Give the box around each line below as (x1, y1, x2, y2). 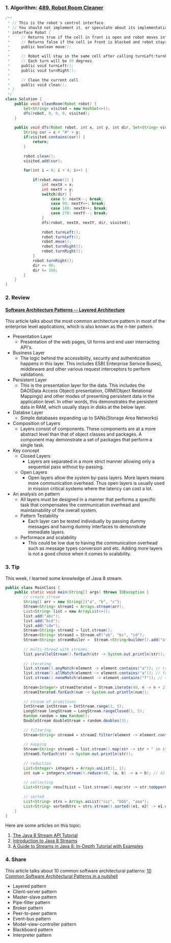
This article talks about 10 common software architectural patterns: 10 (5, 867, 152, 873)
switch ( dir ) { (41, 191, 72, 197)
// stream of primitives (23, 699, 76, 704)
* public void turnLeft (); (7, 63, 74, 69)
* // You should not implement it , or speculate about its (7, 25, 136, 31)
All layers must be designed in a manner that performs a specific (20, 497, 156, 503)
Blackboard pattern (12, 926, 53, 932)
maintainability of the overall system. (20, 507, 98, 513)
